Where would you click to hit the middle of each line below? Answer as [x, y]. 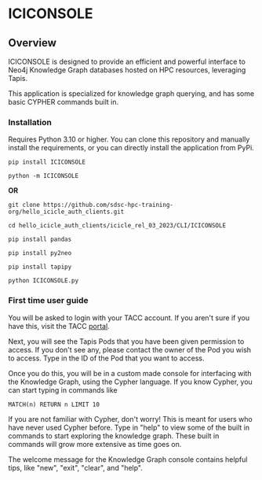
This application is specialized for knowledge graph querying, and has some [131, 94]
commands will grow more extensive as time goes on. [95, 444]
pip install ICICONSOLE [47, 162]
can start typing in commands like [63, 390]
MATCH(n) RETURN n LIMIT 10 [54, 404]
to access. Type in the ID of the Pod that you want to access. [107, 358]
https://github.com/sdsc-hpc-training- [108, 205]
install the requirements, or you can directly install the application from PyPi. [131, 148]
